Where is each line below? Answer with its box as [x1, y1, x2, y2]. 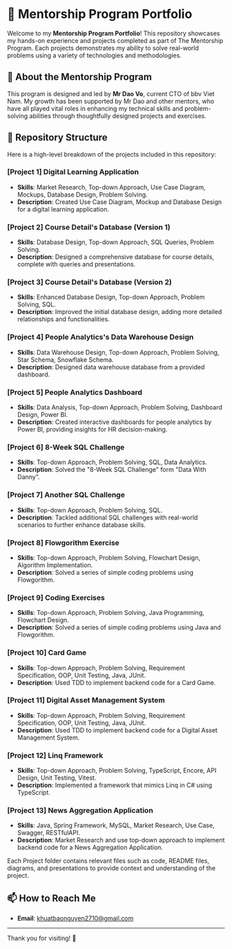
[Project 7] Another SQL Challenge [7, 490, 126, 500]
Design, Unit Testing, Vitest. [17, 774, 97, 782]
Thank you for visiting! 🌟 [7, 934, 77, 943]
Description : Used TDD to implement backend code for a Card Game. [17, 678, 216, 687]
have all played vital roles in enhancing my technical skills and [7, 104, 184, 113]
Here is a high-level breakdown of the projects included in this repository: [7, 150, 216, 158]
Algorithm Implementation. [17, 560, 93, 569]
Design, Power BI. [17, 411, 68, 419]
